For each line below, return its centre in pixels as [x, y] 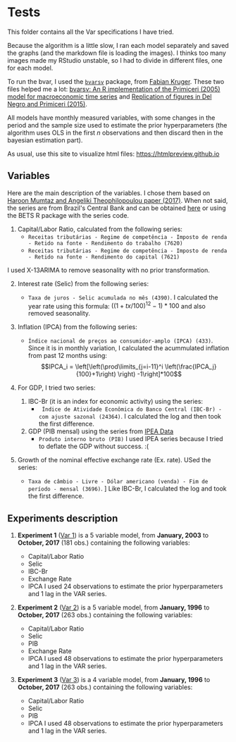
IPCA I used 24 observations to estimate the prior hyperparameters [125, 586]
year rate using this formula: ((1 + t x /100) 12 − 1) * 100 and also [117, 305]
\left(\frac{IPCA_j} [191, 366]
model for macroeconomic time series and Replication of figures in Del [110, 97]
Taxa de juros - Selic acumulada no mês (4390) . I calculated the [123, 297]
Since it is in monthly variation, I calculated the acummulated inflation [129, 348]
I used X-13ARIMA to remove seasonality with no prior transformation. [108, 270]
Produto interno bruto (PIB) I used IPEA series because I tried [131, 439]
